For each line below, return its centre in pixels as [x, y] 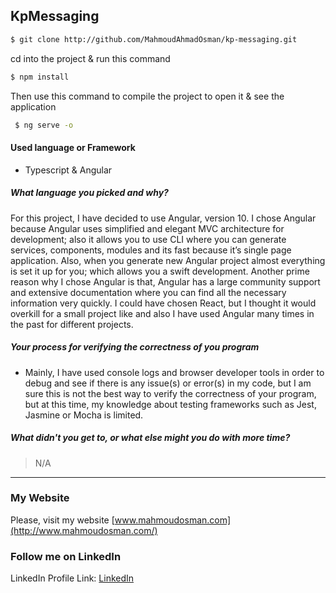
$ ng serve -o [44, 125]
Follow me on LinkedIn [66, 556]
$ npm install [40, 77]
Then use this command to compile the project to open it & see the [147, 96]
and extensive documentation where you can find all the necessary [148, 292]
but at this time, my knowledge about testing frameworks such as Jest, [170, 404]
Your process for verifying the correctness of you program [135, 347]
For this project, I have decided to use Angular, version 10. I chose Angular [163, 218]
